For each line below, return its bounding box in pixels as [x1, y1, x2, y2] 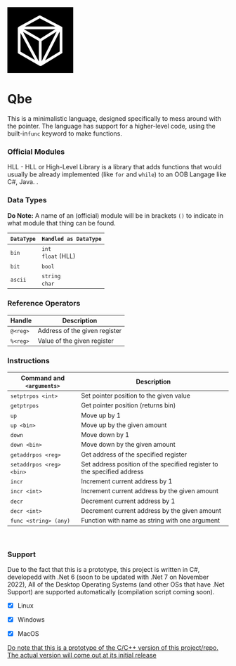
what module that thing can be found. [7, 218, 116, 227]
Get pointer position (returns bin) [80, 401, 176, 410]
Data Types [7, 195, 47, 205]
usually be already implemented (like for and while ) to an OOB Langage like [7, 170, 227, 178]
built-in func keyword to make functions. [7, 129, 123, 138]
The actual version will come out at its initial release [7, 651, 157, 660]
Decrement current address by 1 [80, 497, 176, 505]
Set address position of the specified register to [80, 459, 218, 468]
